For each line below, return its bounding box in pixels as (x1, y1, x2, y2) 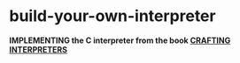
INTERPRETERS (9, 44, 68, 54)
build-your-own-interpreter (9, 6, 216, 26)
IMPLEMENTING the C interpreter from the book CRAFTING (9, 35, 231, 45)
